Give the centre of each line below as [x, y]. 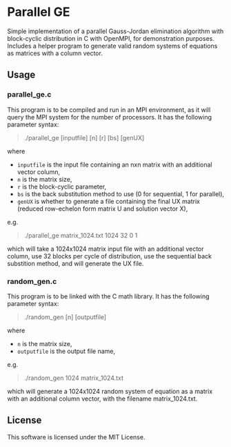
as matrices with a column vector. [55, 53]
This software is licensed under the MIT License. [76, 437]
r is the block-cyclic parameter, [62, 187]
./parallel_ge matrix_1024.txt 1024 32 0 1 [81, 235]
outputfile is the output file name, [66, 351]
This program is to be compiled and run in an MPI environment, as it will [109, 110]
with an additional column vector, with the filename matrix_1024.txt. [102, 399]
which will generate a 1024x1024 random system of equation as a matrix [110, 391]
